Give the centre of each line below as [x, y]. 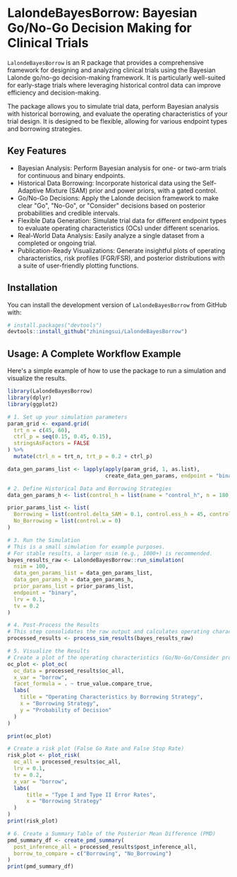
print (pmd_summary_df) [41, 866]
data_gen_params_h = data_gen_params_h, [74, 580]
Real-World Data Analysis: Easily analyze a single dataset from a [111, 235]
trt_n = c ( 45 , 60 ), [42, 430]
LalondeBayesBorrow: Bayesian [102, 13]
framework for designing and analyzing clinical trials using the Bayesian [112, 70]
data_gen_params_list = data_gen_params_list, [83, 573]
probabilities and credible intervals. [68, 213]
